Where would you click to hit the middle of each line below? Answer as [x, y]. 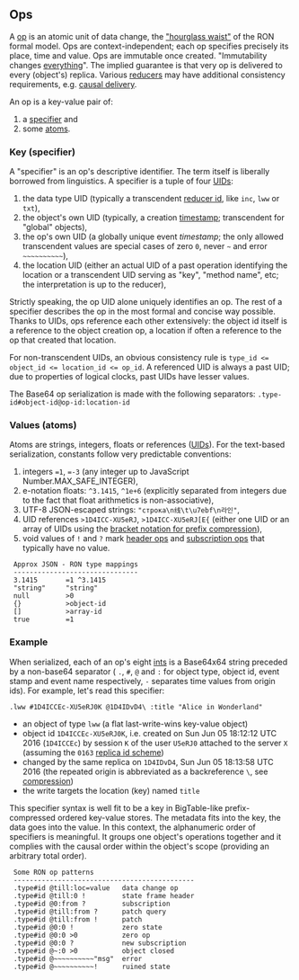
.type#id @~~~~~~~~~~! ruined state [92, 967]
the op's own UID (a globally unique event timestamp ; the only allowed [153, 236]
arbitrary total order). [48, 855]
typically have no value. [66, 548]
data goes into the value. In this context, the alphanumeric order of [132, 827]
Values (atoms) [43, 425]
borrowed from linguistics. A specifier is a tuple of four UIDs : [121, 181]
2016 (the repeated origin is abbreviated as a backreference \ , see [145, 771]
